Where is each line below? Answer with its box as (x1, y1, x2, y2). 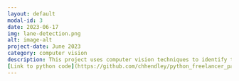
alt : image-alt (7, 37, 53, 44)
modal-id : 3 (7, 17, 43, 24)
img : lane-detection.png (7, 30, 81, 37)
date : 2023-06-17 (7, 23, 59, 30)
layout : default (7, 10, 55, 18)
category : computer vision (7, 50, 87, 57)
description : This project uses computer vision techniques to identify (7, 56, 228, 63)
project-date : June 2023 (7, 43, 81, 50)
